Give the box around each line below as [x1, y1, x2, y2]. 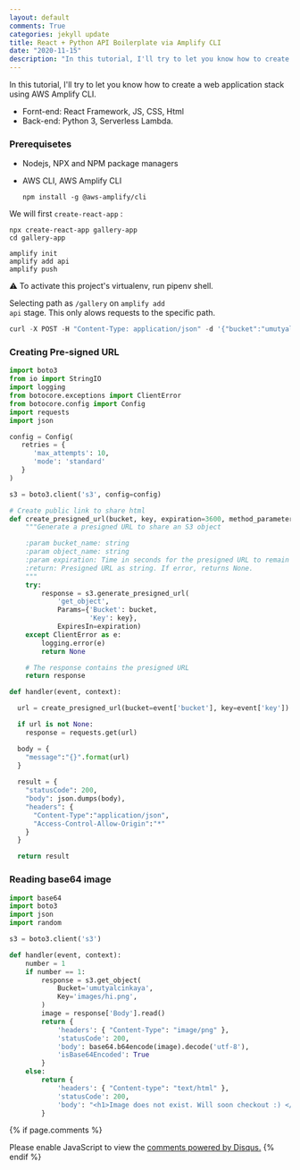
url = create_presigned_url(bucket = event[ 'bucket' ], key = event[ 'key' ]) [17, 704, 290, 713]
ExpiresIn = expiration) [56, 623, 142, 632]
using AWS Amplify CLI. [9, 89, 96, 99]
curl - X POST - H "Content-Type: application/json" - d [9, 325, 214, 334]
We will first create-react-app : [9, 208, 123, 219]
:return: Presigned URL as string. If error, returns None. [25, 564, 254, 572]
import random [9, 919, 62, 928]
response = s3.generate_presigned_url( [41, 589, 190, 598]
